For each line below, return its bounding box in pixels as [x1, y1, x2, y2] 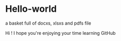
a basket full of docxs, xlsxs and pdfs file [5, 20, 91, 26]
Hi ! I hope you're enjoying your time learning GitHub [5, 30, 116, 36]
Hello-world [5, 3, 57, 15]
